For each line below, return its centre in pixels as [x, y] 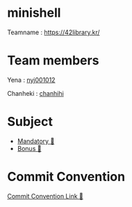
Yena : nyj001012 [31, 80]
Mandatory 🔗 [36, 141]
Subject [30, 122]
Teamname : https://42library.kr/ [53, 32]
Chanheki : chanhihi [35, 93]
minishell [34, 13]
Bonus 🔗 [29, 148]
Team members [53, 60]
